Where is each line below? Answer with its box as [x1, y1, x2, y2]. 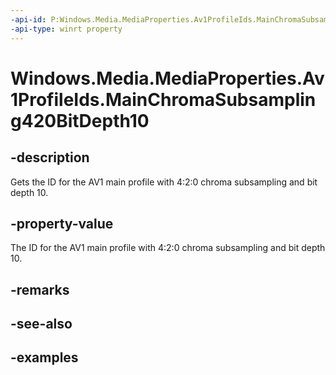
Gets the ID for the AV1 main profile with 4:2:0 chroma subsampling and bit [10, 176, 318, 188]
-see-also [10, 316, 73, 333]
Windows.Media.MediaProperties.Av [10, 67, 325, 90]
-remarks [10, 281, 70, 298]
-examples [10, 349, 79, 366]
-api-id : [10, 14, 47, 25]
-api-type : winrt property [10, 24, 123, 34]
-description [10, 149, 90, 166]
